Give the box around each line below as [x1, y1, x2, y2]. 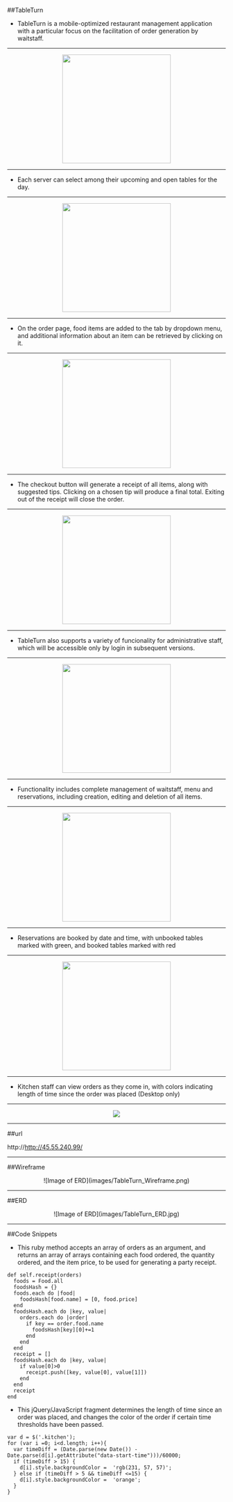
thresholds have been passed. [17, 1421, 104, 1428]
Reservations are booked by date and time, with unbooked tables [17, 934, 203, 942]
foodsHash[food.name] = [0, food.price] [19, 1296, 138, 1303]
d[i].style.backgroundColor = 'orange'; [19, 1476, 141, 1483]
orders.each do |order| [19, 1314, 89, 1321]
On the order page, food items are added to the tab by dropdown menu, [17, 324, 223, 333]
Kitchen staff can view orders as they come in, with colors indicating [17, 1082, 214, 1091]
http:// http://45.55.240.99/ [7, 1143, 83, 1151]
